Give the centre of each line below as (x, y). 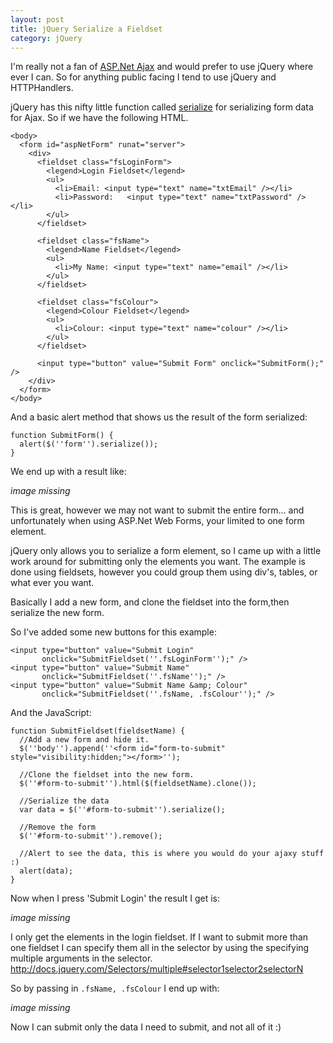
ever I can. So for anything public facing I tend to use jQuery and (143, 77)
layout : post (37, 19)
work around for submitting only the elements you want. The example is (158, 562)
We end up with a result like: (68, 472)
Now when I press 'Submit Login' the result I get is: (115, 898)
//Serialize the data (64, 801)
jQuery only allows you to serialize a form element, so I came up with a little (166, 551)
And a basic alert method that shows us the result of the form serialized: (159, 417)
